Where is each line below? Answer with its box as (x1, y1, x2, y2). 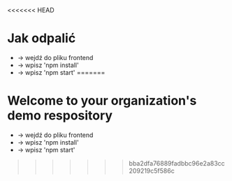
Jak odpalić (7, 31, 76, 46)
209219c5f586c (129, 166, 175, 175)
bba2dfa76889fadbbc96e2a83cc (129, 159, 225, 167)
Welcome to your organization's (7, 93, 197, 109)
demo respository (7, 108, 113, 124)
